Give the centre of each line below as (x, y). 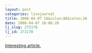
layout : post (18, 9)
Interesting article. (23, 46)
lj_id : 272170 (19, 32)
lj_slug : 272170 (21, 27)
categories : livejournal (30, 14)
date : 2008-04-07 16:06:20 (32, 23)
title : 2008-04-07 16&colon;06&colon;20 (46, 18)
